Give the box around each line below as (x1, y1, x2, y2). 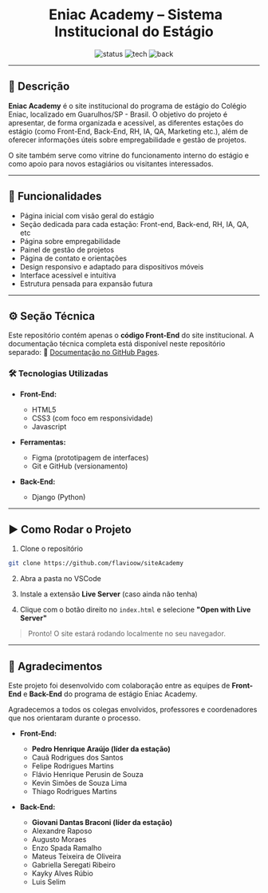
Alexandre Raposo (31, 826, 93, 836)
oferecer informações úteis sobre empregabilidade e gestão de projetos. (8, 134, 247, 145)
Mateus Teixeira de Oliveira (31, 851, 122, 861)
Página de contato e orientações (19, 253, 128, 263)
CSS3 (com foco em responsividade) (31, 413, 153, 423)
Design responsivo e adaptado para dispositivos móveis (19, 261, 204, 271)
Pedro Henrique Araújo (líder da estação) (31, 744, 171, 754)
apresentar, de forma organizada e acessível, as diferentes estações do (8, 118, 244, 127)
